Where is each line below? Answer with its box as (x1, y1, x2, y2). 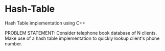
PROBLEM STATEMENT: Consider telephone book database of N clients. (5, 30, 157, 36)
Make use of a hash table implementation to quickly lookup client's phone (5, 35, 160, 41)
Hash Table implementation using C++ (5, 20, 85, 26)
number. (5, 40, 22, 46)
